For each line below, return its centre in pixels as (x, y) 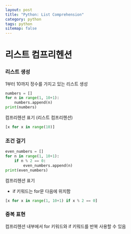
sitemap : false (21, 29)
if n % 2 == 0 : (30, 161)
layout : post (19, 10)
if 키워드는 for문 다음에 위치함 (42, 191)
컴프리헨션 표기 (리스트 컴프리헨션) (39, 118)
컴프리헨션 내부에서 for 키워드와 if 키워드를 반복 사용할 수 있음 (66, 226)
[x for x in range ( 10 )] (30, 127)
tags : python (19, 24)
